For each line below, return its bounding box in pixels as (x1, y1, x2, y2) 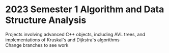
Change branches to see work (5, 42, 69, 48)
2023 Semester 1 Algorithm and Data (5, 4, 164, 15)
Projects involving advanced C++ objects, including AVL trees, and (5, 31, 146, 37)
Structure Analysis (5, 14, 87, 26)
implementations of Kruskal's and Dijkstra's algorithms (5, 37, 120, 43)
